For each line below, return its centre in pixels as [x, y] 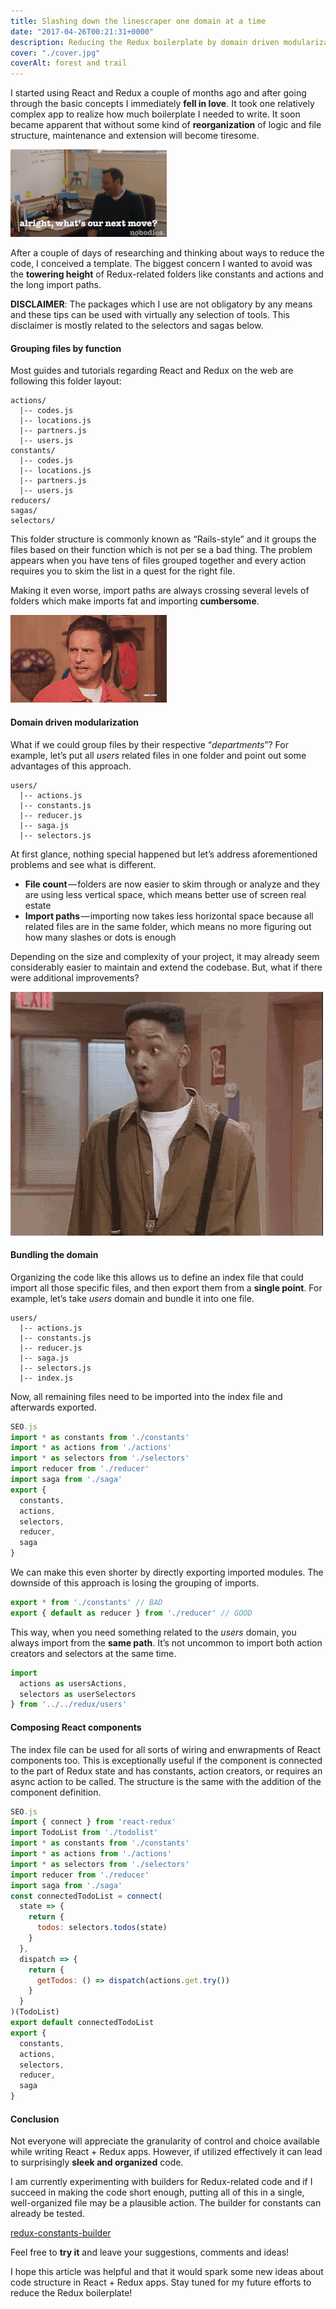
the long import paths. [56, 285]
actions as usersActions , [73, 1683]
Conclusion [35, 2119]
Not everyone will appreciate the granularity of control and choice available [165, 2141]
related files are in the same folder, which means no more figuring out [168, 926]
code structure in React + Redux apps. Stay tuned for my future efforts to [161, 2282]
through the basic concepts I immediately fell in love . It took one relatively [162, 104]
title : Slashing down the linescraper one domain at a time [138, 21]
